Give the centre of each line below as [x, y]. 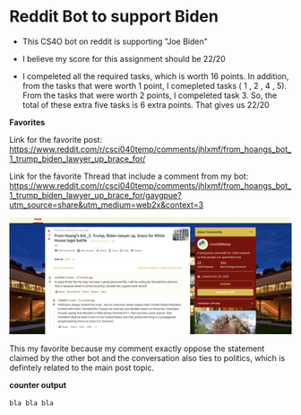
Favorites [27, 122]
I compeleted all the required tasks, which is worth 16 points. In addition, [155, 76]
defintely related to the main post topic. [82, 367]
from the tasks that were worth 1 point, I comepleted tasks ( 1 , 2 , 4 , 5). [155, 85]
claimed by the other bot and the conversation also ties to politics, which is [147, 358]
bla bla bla [31, 403]
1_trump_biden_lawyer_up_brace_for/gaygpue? [95, 195]
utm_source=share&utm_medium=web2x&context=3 [107, 205]
